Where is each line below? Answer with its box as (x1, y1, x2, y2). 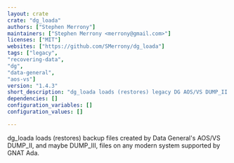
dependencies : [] (7, 96, 58, 103)
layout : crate (7, 10, 49, 18)
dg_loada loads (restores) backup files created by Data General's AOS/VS (7, 133, 221, 142)
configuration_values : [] (7, 108, 83, 115)
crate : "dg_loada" (7, 17, 61, 24)
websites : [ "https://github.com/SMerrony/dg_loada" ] (7, 43, 165, 50)
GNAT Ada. (7, 148, 40, 157)
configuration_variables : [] (7, 102, 93, 109)
